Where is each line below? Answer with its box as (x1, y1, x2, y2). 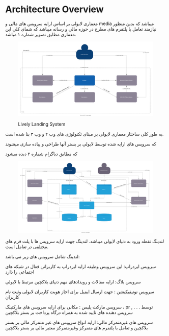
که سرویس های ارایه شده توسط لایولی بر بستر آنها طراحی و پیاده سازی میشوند (5, 141, 157, 147)
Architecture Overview (5, 4, 104, 15)
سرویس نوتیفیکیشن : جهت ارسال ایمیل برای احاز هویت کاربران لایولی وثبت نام (5, 289, 154, 295)
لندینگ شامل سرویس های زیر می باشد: (5, 254, 80, 260)
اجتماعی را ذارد (5, 269, 35, 275)
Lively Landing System (18, 121, 66, 127)
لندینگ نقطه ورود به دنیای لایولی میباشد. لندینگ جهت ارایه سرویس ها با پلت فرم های (5, 238, 164, 245)
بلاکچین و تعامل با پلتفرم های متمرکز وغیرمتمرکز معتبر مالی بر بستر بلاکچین (5, 325, 148, 331)
